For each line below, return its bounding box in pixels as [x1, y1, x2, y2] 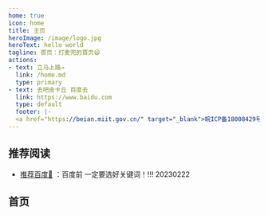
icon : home [8, 19, 45, 27]
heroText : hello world [8, 41, 84, 49]
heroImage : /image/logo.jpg [8, 33, 102, 42]
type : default [15, 100, 62, 108]
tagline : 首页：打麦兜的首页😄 [8, 49, 100, 57]
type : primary [15, 78, 62, 86]
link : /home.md [15, 71, 66, 79]
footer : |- [15, 108, 52, 116]
